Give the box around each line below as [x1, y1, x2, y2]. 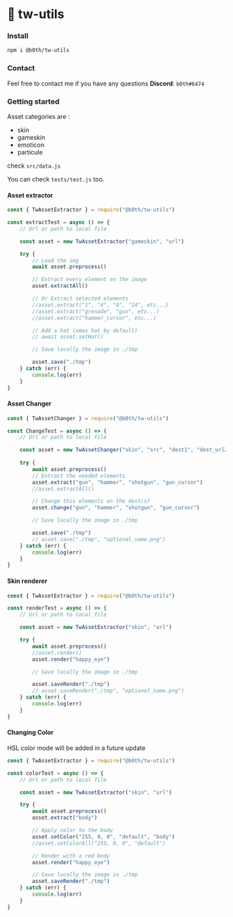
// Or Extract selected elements [32, 295, 129, 302]
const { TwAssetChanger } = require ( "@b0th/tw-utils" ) [7, 415, 169, 422]
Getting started [7, 97, 60, 106]
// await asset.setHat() [32, 333, 104, 340]
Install [7, 31, 29, 41]
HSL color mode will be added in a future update [7, 744, 146, 752]
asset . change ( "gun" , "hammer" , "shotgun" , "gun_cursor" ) [32, 504, 200, 511]
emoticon [17, 141, 45, 149]
